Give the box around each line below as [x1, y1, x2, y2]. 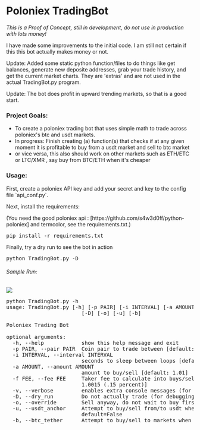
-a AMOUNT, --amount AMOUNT [12, 363, 95, 370]
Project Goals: [6, 111, 48, 120]
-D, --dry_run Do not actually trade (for [12, 393, 164, 400]
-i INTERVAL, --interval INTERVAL [12, 351, 113, 358]
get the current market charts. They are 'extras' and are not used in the [6, 72, 180, 79]
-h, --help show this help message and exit [12, 339, 179, 346]
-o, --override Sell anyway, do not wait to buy [12, 399, 179, 406]
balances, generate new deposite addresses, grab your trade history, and [6, 66, 186, 73]
